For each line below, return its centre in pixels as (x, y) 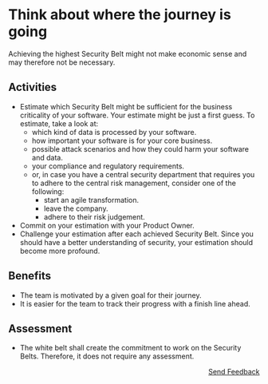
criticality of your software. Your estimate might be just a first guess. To (137, 115)
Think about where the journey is (120, 15)
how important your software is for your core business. (122, 141)
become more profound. (60, 251)
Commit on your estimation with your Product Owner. (107, 225)
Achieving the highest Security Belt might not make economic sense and (128, 53)
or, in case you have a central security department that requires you (143, 174)
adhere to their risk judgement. (94, 216)
